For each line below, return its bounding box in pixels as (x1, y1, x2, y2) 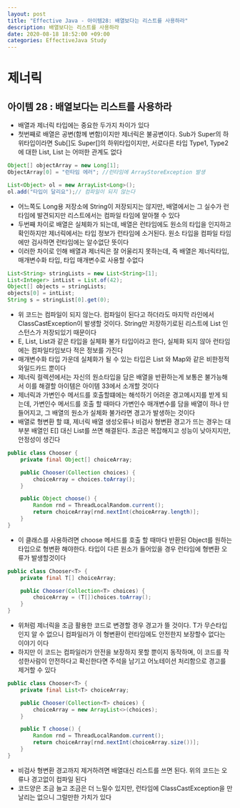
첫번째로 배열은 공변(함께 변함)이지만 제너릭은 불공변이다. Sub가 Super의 (17, 130, 221, 139)
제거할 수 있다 (17, 666, 56, 674)
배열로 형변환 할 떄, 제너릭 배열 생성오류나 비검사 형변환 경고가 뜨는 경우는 (17, 417, 224, 426)
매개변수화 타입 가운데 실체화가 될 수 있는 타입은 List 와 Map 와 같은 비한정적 (17, 355, 230, 363)
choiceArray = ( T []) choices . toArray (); (33, 594, 152, 601)
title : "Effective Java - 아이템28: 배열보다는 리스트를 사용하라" (7, 17, 189, 24)
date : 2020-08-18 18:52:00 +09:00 (7, 30, 111, 38)
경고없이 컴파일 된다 (31, 774, 87, 783)
